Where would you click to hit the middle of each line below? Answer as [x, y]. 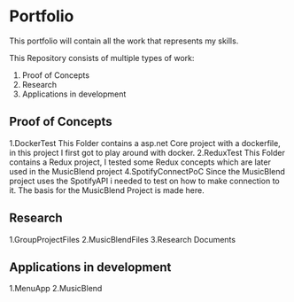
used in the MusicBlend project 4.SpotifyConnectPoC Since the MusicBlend [147, 171]
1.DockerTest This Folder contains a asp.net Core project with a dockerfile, [145, 143]
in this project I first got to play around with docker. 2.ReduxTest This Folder [147, 152]
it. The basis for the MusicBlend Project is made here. [107, 190]
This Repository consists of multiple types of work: [102, 58]
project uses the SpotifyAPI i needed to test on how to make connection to [145, 181]
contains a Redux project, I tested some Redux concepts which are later [140, 162]
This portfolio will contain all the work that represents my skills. [124, 41]
